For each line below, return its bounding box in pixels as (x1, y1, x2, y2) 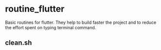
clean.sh (5, 39, 32, 47)
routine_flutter (5, 3, 65, 15)
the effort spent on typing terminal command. (5, 24, 96, 30)
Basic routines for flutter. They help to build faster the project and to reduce (5, 19, 157, 25)
